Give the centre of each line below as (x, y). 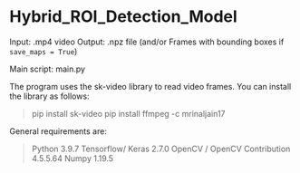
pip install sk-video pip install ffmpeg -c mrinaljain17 (128, 113)
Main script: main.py (48, 69)
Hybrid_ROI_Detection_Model (123, 17)
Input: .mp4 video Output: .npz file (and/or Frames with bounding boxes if (147, 42)
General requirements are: (58, 131)
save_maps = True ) (44, 51)
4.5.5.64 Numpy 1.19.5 (73, 158)
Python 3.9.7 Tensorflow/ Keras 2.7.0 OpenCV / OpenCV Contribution (161, 149)
